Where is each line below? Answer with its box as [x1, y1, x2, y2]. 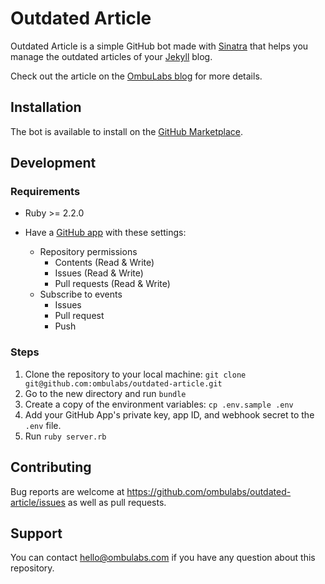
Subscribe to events [39, 288, 123, 301]
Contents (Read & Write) [54, 257, 155, 269]
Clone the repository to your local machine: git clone [24, 368, 247, 380]
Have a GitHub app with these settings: [24, 227, 187, 239]
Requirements [10, 185, 81, 199]
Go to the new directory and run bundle [24, 387, 187, 399]
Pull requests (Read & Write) [54, 278, 171, 290]
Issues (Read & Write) [54, 267, 144, 279]
